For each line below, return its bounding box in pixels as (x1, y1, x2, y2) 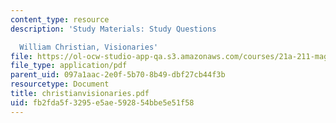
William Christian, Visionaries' (19, 42, 159, 52)
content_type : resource (10, 14, 110, 25)
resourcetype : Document (10, 79, 110, 90)
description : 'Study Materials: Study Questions (10, 24, 217, 34)
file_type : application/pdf (10, 61, 128, 71)
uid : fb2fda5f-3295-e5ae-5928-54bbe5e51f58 (10, 97, 195, 108)
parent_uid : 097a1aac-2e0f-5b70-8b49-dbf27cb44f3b (10, 70, 226, 80)
